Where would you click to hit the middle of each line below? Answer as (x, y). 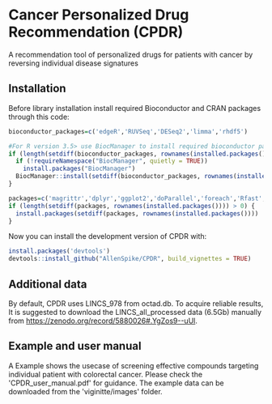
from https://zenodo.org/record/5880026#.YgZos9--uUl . (103, 321)
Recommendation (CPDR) (96, 32)
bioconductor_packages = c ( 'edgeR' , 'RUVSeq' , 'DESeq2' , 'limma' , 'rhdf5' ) (128, 131)
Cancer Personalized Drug (99, 15)
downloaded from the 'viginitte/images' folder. (86, 391)
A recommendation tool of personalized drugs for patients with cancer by (131, 54)
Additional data (48, 284)
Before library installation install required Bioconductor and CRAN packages (135, 108)
